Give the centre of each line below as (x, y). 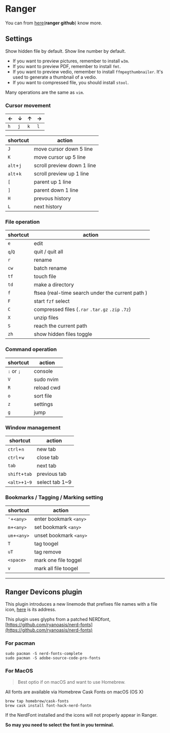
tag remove (48, 552)
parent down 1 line (56, 190)
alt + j (15, 165)
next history (48, 207)
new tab (46, 449)
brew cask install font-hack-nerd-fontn (49, 706)
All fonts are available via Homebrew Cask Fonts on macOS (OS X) (74, 692)
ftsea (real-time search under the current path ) (91, 293)
